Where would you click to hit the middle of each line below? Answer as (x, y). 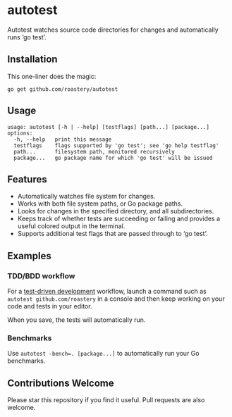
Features (27, 179)
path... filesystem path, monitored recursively (94, 151)
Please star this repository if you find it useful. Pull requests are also (106, 400)
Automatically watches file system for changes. (86, 197)
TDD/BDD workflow (41, 275)
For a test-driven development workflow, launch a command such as (107, 292)
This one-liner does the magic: (52, 76)
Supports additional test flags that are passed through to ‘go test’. (112, 234)
